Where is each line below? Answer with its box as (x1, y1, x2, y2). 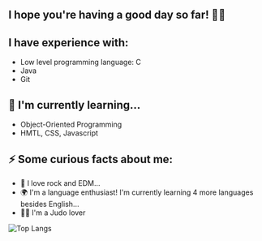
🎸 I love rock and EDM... (19, 178, 101, 187)
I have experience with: (8, 36, 129, 49)
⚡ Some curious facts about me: (8, 153, 173, 166)
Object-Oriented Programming (19, 119, 122, 130)
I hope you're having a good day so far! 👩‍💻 (8, 8, 225, 22)
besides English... (19, 199, 79, 209)
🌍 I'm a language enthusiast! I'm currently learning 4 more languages (19, 187, 254, 197)
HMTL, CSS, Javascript (19, 128, 99, 138)
